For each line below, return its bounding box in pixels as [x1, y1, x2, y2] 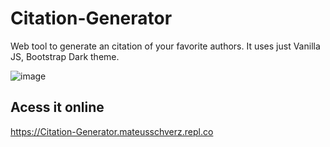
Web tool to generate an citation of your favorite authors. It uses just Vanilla [10, 40, 321, 52]
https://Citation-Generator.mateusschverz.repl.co [10, 125, 214, 137]
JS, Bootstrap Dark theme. [10, 50, 120, 62]
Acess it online [10, 99, 105, 116]
